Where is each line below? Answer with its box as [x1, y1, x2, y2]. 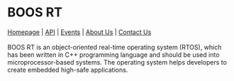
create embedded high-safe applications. [7, 65, 128, 74]
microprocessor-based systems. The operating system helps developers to [7, 58, 227, 66]
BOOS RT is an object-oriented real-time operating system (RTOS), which [7, 43, 222, 51]
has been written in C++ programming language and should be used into [7, 50, 220, 59]
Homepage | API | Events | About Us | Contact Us [7, 28, 152, 36]
